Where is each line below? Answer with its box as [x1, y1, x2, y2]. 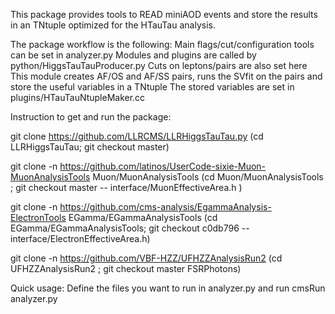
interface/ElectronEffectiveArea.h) [10, 233, 151, 244]
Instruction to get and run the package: [10, 111, 172, 123]
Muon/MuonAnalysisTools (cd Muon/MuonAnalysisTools [92, 171, 324, 183]
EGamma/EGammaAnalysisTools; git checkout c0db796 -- [10, 222, 250, 234]
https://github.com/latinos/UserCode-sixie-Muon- [59, 160, 267, 172]
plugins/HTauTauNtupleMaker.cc [10, 92, 146, 103]
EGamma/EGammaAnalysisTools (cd [68, 212, 218, 223]
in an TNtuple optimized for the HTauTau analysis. [10, 19, 216, 31]
